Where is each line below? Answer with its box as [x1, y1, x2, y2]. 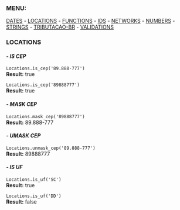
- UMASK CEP [6, 132, 41, 139]
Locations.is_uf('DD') [6, 193, 62, 199]
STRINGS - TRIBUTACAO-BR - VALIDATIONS [6, 23, 114, 30]
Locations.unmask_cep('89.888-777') [6, 145, 96, 151]
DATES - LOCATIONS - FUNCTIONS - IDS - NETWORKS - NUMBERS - [6, 18, 175, 25]
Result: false [6, 198, 37, 205]
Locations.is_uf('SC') [6, 177, 62, 183]
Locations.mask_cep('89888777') [6, 113, 85, 119]
